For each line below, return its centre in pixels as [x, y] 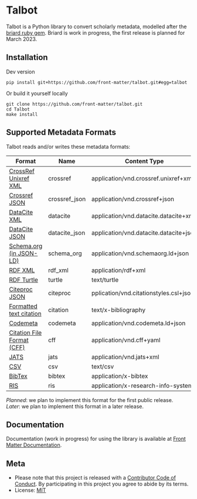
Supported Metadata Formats [61, 133]
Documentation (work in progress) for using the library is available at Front [96, 439]
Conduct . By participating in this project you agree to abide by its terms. [101, 484]
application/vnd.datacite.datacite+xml [144, 216]
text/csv [103, 366]
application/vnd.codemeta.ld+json [139, 323]
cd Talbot [18, 109]
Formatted [23, 306]
